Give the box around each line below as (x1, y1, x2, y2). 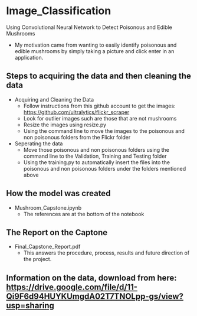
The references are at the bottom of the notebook (23, 210, 145, 217)
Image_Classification (6, 4, 111, 18)
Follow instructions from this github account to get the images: (23, 102, 176, 109)
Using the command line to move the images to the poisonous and (23, 127, 185, 134)
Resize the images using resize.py (23, 121, 107, 128)
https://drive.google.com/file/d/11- (6, 282, 137, 292)
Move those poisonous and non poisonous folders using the (23, 146, 169, 153)
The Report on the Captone (6, 227, 108, 237)
